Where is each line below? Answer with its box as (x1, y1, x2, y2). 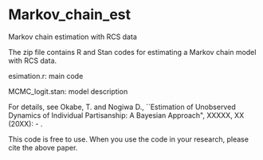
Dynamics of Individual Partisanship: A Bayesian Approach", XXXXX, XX (8, 110, 245, 120)
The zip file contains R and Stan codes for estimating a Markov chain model (8, 47, 257, 57)
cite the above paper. (8, 142, 78, 152)
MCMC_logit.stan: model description (8, 86, 128, 96)
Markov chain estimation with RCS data (8, 32, 137, 41)
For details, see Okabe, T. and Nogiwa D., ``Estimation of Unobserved (8, 102, 237, 111)
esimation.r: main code (8, 71, 84, 80)
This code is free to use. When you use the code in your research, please (8, 134, 249, 144)
